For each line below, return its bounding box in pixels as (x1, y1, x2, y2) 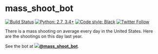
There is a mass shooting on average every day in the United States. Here (5, 28, 153, 34)
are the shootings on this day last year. (5, 33, 83, 39)
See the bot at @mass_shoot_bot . (5, 43, 79, 49)
